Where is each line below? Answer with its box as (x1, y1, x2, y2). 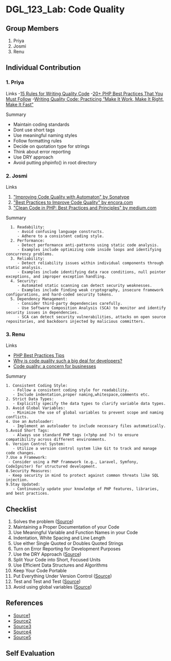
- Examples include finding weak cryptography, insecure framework (17, 287, 164, 293)
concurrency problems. (6, 251, 54, 257)
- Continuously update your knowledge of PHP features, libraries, (12, 487, 159, 492)
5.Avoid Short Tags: (6, 428, 50, 433)
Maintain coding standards (13, 121, 69, 127)
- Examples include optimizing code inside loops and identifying (17, 247, 161, 252)
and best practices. (6, 491, 50, 496)
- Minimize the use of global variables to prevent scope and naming (12, 410, 164, 415)
